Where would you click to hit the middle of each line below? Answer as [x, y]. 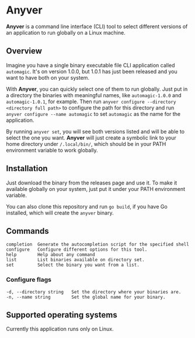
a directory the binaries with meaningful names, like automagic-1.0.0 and [94, 95]
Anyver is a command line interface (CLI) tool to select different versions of [97, 26]
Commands [28, 231]
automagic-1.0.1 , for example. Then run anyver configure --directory [91, 101]
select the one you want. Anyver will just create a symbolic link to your [91, 138]
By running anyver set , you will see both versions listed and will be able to [95, 131]
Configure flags [29, 280]
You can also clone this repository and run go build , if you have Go [87, 206]
